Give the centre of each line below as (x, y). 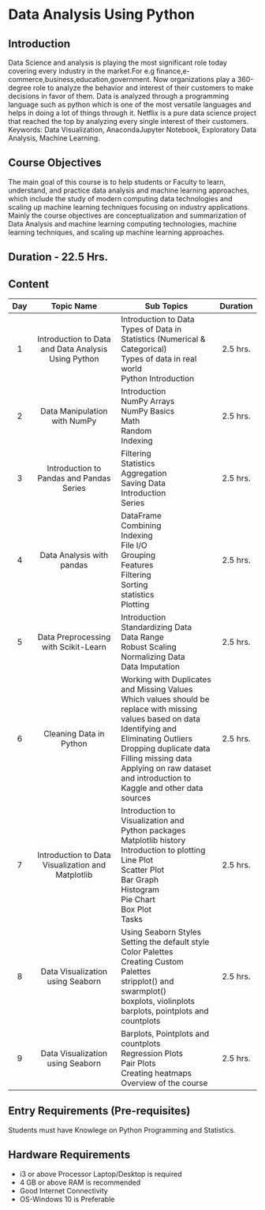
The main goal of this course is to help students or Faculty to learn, (117, 182)
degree (20, 88)
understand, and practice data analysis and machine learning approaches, (129, 190)
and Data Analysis (74, 349)
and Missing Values (157, 690)
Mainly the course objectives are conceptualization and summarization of (127, 215)
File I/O (134, 545)
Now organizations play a (194, 79)
